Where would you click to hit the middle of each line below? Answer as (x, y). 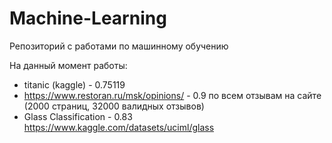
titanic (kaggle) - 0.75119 (74, 84)
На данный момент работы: (68, 65)
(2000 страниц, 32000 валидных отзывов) (114, 106)
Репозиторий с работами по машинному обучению (119, 46)
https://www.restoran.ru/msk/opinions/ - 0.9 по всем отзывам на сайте (172, 95)
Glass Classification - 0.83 (78, 116)
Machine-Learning (88, 18)
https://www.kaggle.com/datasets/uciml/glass (119, 127)
